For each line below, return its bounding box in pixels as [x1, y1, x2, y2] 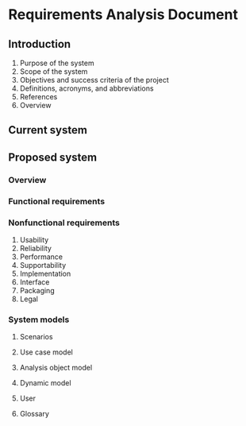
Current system [8, 123, 87, 137]
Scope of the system [19, 67, 88, 76]
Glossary [19, 409, 50, 419]
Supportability [19, 260, 67, 269]
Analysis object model [19, 363, 93, 373]
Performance [19, 252, 63, 261]
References [19, 92, 58, 101]
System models [8, 314, 70, 325]
